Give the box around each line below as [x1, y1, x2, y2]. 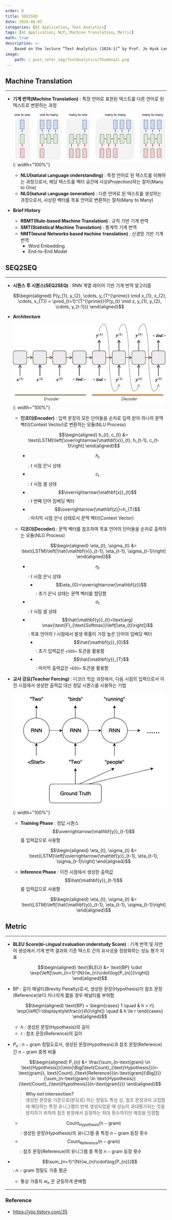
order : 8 [5, 8, 24, 13]
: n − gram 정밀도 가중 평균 [12, 1167, 68, 1173]
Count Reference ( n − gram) [67, 1138, 120, 1145]
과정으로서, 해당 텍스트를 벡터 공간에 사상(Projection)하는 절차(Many [26, 179, 164, 185]
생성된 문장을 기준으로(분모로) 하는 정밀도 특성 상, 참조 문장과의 [25, 1097, 152, 1103]
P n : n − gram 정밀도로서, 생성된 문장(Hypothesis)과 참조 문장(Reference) [12, 1041, 162, 1049]
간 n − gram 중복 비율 [12, 1049, 56, 1055]
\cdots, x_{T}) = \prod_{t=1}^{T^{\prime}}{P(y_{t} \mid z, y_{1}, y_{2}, [17, 298, 162, 304]
